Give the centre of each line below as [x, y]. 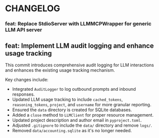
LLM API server [24, 30]
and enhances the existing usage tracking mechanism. [60, 70]
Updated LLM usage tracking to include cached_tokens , [68, 99]
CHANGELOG [33, 9]
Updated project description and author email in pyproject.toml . [77, 120]
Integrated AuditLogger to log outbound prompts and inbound [74, 89]
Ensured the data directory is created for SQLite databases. [72, 110]
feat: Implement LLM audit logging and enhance [79, 46]
